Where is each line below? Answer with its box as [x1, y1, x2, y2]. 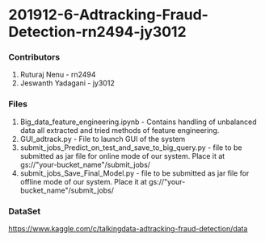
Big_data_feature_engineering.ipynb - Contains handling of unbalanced [19, 117, 257, 127]
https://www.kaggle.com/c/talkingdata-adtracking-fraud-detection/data [8, 224, 248, 234]
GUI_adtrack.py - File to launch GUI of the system [19, 134, 186, 143]
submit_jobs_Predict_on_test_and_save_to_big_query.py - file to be [19, 143, 242, 152]
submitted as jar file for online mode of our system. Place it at [19, 151, 225, 160]
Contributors [8, 52, 61, 63]
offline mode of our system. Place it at [19, 177, 148, 186]
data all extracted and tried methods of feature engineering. [19, 125, 220, 135]
